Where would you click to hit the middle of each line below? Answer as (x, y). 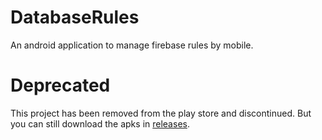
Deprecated (60, 85)
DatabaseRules (75, 17)
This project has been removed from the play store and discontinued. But (161, 113)
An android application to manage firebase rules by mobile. (132, 45)
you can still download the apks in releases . (100, 123)
